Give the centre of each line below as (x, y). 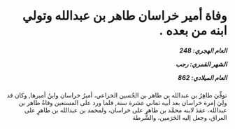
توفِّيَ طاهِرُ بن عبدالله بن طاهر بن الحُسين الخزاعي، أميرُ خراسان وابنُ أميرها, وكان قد (117, 95)
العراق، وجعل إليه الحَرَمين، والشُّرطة (180, 118)
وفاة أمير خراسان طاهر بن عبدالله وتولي (125, 16)
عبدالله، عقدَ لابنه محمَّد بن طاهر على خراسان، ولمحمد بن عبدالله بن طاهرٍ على (126, 110)
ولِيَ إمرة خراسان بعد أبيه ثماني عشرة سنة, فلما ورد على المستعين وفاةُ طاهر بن (123, 103)
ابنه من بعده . (193, 30)
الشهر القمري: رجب (201, 64)
